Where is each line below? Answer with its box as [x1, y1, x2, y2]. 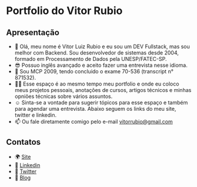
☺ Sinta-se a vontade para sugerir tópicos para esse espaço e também [14, 99, 188, 106]
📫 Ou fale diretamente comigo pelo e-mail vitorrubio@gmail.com [14, 118, 173, 125]
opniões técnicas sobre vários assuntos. [14, 93, 113, 100]
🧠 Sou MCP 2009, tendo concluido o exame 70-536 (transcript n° [14, 68, 173, 74]
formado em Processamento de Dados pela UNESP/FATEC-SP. [14, 56, 167, 62]
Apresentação [6, 28, 60, 38]
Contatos [6, 137, 41, 147]
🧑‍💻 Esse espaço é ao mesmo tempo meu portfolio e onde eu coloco [14, 80, 179, 87]
